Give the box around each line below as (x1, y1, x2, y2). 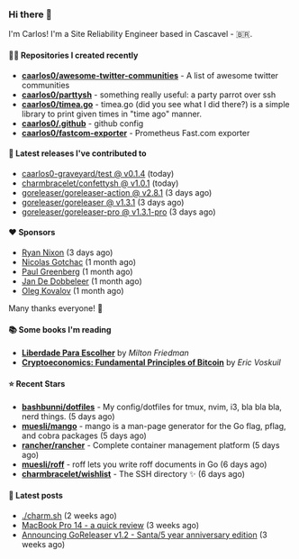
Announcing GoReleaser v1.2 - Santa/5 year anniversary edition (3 (21, 529, 267, 540)
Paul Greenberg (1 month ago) (21, 266, 133, 277)
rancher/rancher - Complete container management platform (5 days (21, 440, 280, 451)
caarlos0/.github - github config (21, 117, 144, 129)
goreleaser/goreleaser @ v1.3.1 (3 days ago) (21, 197, 185, 207)
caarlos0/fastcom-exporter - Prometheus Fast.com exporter (21, 127, 250, 138)
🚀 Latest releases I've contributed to (8, 148, 147, 159)
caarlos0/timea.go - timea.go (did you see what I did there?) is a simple (21, 98, 290, 109)
